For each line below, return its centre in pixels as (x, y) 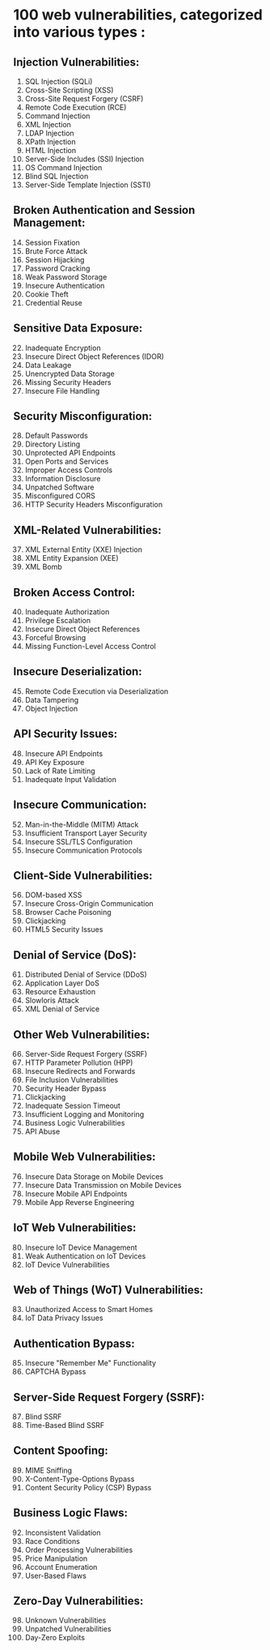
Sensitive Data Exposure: (78, 329)
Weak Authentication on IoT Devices (85, 1256)
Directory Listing (53, 444)
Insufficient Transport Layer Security (86, 833)
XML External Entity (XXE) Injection (83, 549)
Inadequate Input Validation (70, 779)
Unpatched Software (59, 487)
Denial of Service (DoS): (75, 955)
